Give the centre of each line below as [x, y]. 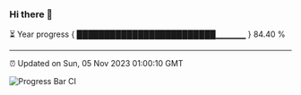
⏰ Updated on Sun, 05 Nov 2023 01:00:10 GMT [96, 64]
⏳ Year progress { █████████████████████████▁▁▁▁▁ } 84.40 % [147, 34]
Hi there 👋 [31, 14]
